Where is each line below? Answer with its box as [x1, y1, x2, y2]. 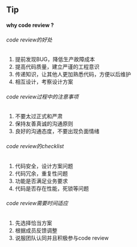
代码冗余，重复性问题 [14, 170, 68, 177]
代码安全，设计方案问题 [14, 162, 73, 170]
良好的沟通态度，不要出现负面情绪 [14, 128, 100, 135]
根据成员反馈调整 [14, 227, 58, 234]
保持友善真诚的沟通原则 [14, 120, 73, 128]
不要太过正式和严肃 [14, 113, 63, 120]
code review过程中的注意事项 [6, 93, 79, 100]
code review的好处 [6, 36, 53, 43]
